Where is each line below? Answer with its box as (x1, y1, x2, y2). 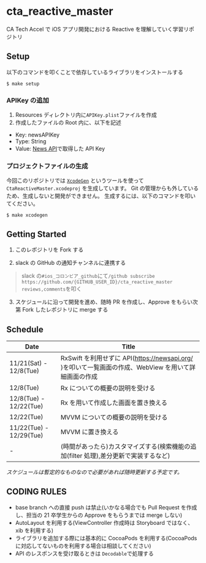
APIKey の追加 (6, 96, 49, 104)
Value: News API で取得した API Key (15, 145, 105, 152)
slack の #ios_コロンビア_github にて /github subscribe (21, 272, 155, 280)
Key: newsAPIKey (15, 131, 60, 139)
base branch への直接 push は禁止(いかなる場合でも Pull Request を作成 (15, 503, 197, 511)
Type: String (15, 138, 47, 145)
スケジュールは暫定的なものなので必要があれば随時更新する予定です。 (6, 468, 183, 476)
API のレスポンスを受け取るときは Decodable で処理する (15, 549, 154, 557)
